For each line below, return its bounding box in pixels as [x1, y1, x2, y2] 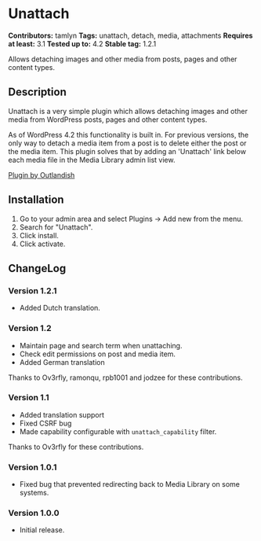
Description [8, 86, 67, 99]
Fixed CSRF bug [19, 418, 72, 428]
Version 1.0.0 [8, 508, 60, 519]
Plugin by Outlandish [8, 170, 75, 179]
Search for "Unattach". [19, 222, 93, 232]
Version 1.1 [8, 392, 49, 403]
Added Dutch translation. [19, 304, 100, 313]
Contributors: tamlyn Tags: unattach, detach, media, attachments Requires [8, 31, 253, 40]
